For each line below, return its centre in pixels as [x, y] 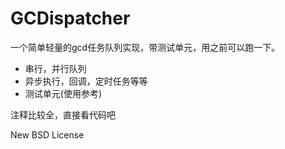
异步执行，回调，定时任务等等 [86, 81]
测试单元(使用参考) [63, 93]
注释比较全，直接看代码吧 [63, 114]
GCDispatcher [70, 18]
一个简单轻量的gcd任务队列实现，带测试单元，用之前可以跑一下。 [145, 47]
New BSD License [47, 134]
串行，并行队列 [55, 68]
